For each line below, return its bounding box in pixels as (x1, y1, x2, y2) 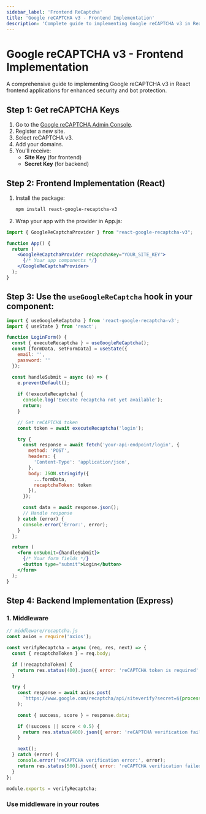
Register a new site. (15, 127, 66, 135)
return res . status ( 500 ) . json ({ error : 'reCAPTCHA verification (17, 763, 183, 769)
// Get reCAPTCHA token (17, 419, 78, 425)
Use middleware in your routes (6, 800, 99, 808)
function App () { (6, 240, 51, 247)
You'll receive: (15, 147, 51, 154)
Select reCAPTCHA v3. (15, 134, 74, 141)
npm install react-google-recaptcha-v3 (15, 206, 118, 212)
